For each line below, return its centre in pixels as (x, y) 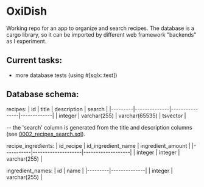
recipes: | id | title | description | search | (57, 109)
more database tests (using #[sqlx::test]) (66, 75)
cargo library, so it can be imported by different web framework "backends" (101, 34)
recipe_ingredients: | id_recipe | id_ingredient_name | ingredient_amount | (98, 145)
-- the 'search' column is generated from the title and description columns (100, 127)
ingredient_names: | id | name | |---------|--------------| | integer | (90, 170)
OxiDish (27, 11)
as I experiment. (26, 41)
